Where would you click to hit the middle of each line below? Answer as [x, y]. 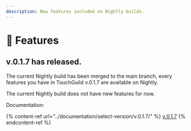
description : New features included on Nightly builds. [75, 11]
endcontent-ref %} [29, 122]
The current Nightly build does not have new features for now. [81, 94]
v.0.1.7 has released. [44, 62]
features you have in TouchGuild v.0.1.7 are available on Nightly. [82, 82]
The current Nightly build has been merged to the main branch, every [89, 76]
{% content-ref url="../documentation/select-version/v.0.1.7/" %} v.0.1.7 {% [96, 116]
